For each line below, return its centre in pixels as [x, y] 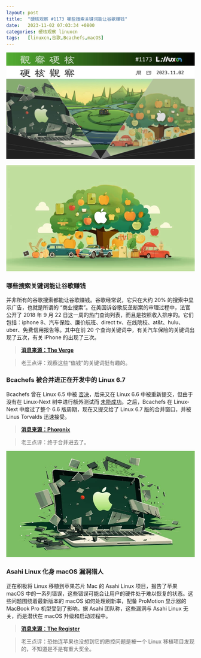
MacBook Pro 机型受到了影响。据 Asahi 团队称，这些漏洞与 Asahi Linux [94, 608]
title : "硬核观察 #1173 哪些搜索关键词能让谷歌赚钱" [67, 19]
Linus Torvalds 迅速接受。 [38, 416]
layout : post [22, 13]
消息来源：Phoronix [45, 429]
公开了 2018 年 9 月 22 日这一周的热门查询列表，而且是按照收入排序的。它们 [100, 315]
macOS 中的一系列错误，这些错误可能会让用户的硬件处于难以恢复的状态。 [97, 593]
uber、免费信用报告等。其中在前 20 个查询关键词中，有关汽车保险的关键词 [98, 330]
